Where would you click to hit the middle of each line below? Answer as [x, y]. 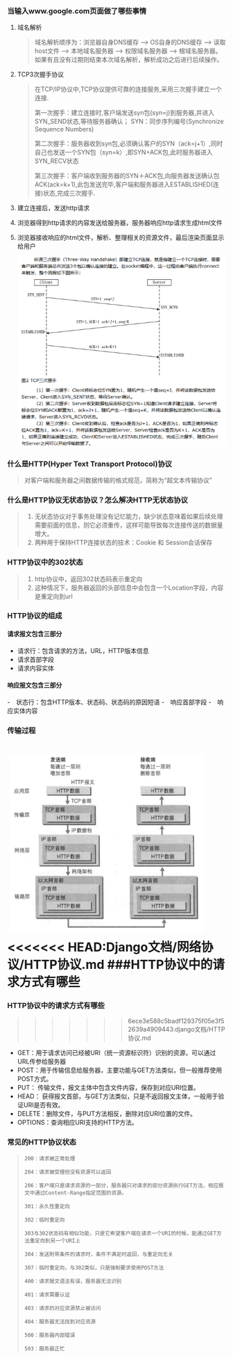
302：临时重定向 [44, 1219]
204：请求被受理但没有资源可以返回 [68, 1172]
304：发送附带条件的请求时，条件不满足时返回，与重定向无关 [98, 1254]
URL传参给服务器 [42, 1061]
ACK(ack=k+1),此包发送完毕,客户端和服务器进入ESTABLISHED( [124, 184]
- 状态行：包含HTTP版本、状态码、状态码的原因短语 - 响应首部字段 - [109, 702]
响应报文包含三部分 [35, 685]
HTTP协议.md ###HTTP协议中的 [118, 965]
